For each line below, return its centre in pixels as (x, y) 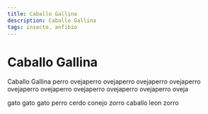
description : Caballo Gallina (52, 21)
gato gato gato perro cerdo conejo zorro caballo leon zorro (93, 103)
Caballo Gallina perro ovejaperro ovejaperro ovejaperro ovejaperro (104, 81)
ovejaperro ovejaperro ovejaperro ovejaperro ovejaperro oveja (98, 89)
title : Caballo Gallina (42, 14)
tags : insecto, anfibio (42, 27)
